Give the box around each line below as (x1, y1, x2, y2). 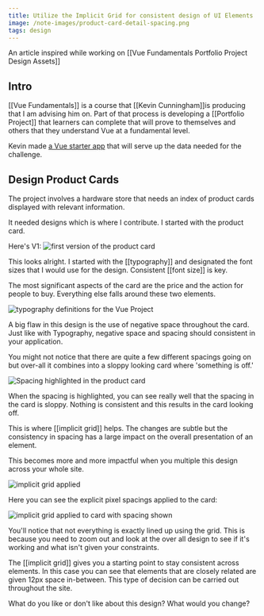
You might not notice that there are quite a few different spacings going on (8, 352, 251, 361)
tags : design (8, 26, 52, 34)
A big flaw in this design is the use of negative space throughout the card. (8, 320, 250, 329)
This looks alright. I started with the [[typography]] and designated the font (8, 257, 253, 266)
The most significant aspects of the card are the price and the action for (8, 281, 244, 290)
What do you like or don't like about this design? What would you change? (8, 599, 251, 608)
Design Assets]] (8, 56, 61, 66)
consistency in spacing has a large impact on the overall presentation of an (8, 432, 254, 441)
